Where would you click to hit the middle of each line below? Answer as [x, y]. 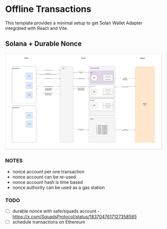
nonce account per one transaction [48, 171]
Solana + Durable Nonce [43, 44]
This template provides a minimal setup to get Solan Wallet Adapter [74, 23]
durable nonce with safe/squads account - [56, 211]
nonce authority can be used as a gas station [59, 187]
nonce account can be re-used [44, 177]
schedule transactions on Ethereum [49, 222]
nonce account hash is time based [47, 182]
